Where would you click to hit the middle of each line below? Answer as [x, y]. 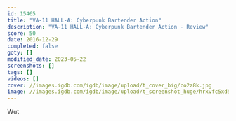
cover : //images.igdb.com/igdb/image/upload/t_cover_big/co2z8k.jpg [110, 85]
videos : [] [23, 79]
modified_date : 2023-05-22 [47, 59]
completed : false [33, 46]
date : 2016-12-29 [33, 40]
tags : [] [20, 72]
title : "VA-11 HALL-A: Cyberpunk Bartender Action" [84, 20]
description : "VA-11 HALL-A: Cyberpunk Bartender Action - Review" [108, 27]
